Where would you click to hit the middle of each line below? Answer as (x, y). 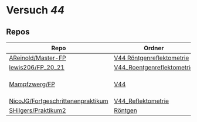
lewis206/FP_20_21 (37, 67)
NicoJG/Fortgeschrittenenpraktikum (59, 101)
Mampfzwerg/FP (32, 84)
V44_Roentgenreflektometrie (154, 67)
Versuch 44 (35, 10)
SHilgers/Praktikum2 (38, 110)
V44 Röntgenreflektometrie (152, 58)
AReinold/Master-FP (38, 58)
